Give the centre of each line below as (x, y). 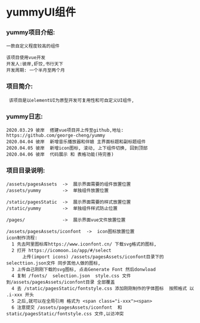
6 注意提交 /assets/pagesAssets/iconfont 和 (67, 308)
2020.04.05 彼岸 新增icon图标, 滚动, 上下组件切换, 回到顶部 (77, 148)
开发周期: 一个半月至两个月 (36, 70)
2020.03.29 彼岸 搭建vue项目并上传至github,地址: (65, 131)
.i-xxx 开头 (20, 295)
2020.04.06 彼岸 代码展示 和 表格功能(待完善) (60, 155)
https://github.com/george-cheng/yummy (56, 136)
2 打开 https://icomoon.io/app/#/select (61, 251)
